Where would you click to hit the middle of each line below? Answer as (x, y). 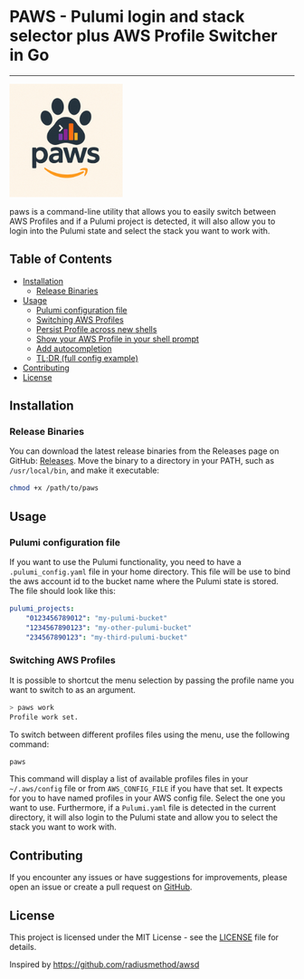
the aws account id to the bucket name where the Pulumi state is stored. (144, 581)
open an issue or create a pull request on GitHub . (101, 887)
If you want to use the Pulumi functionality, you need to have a (125, 562)
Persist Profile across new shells (96, 329)
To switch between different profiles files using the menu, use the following (150, 734)
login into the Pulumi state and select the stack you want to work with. (140, 230)
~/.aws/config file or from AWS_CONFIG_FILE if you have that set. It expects (146, 789)
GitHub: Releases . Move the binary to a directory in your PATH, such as (142, 461)
